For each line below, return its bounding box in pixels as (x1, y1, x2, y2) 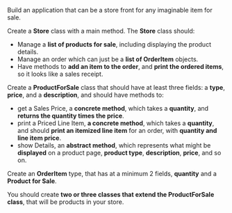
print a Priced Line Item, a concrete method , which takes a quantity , (17, 119, 215, 127)
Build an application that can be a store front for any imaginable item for (7, 6, 213, 14)
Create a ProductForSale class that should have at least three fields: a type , (7, 84, 226, 91)
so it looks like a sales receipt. (17, 70, 103, 78)
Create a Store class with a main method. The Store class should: (7, 27, 195, 35)
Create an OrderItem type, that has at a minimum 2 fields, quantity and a (7, 170, 217, 177)
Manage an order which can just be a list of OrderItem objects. (17, 55, 199, 63)
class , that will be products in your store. (7, 198, 124, 206)
